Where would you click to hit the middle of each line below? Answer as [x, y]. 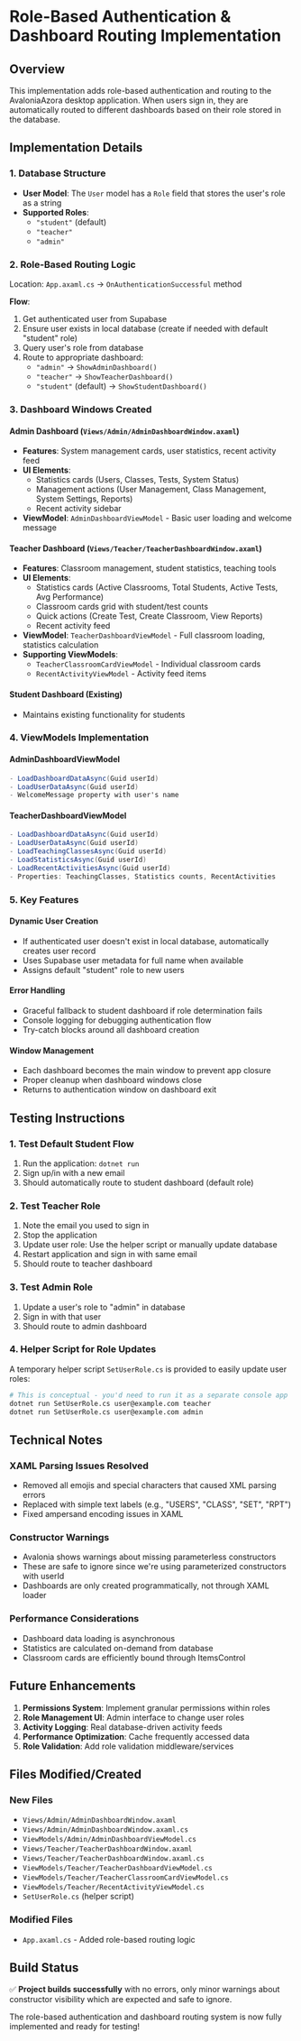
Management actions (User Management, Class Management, [151, 490]
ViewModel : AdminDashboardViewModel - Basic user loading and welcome [157, 518]
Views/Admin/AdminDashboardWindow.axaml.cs [105, 1830]
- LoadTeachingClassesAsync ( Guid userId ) [88, 851]
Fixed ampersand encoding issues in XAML [103, 1514]
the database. [35, 120]
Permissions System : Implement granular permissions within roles [146, 1707]
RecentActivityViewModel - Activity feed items [121, 674]
